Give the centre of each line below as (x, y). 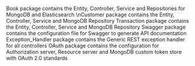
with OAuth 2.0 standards (37, 58)
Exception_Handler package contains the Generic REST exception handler (96, 39)
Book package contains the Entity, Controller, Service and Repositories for (96, 8)
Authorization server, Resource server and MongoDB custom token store (94, 52)
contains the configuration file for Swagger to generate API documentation (96, 33)
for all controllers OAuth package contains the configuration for (83, 46)
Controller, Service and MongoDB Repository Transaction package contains (97, 21)
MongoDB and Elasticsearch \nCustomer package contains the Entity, (90, 15)
